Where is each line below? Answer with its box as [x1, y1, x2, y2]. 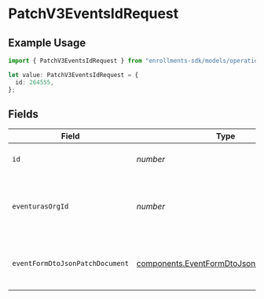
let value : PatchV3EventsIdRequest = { [8, 71, 139, 79]
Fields [8, 107, 39, 120]
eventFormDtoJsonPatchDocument [12, 259, 130, 268]
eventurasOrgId [12, 202, 69, 211]
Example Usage [8, 36, 86, 50]
